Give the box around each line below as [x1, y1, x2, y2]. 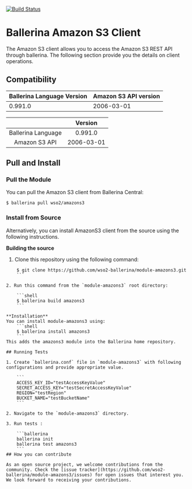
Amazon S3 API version [93, 92, 160, 100]
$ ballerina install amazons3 [16, 328, 90, 335]
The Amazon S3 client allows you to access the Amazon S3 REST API [6, 45, 173, 52]
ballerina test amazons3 [16, 441, 77, 447]
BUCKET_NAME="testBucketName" [16, 395, 90, 401]
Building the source [6, 244, 54, 252]
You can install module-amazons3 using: [6, 318, 106, 324]
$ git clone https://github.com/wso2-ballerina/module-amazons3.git [16, 267, 187, 273]
